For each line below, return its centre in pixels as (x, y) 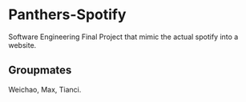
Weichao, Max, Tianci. (45, 89)
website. (22, 45)
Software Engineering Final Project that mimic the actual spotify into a (123, 37)
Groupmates (40, 71)
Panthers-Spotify (67, 15)
